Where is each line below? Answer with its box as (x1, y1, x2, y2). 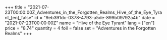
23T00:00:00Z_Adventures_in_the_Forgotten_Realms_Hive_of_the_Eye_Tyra (5, 9, 162, 15)
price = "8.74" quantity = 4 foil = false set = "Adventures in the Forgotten (5, 25, 156, 31)
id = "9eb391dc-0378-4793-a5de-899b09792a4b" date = (34, 15, 155, 20)
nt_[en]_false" (5, 15, 34, 20)
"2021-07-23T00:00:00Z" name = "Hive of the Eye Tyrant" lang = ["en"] (5, 20, 155, 26)
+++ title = (5, 4, 27, 10)
